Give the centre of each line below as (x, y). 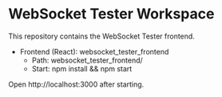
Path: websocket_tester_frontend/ (87, 60)
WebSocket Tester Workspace (111, 14)
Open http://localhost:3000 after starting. (76, 84)
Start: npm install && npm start (82, 68)
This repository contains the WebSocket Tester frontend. (102, 36)
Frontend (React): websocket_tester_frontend (94, 51)
